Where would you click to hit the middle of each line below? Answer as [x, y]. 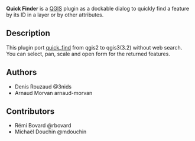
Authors [22, 72]
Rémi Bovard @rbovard [43, 126]
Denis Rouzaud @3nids [43, 86]
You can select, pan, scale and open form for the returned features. [88, 54]
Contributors [30, 112]
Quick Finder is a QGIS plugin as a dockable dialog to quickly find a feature [98, 9]
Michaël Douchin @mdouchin [51, 132]
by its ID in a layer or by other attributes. [55, 15]
